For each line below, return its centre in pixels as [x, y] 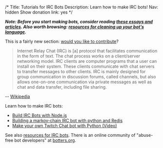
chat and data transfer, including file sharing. [62, 87]
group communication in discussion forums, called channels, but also [86, 77]
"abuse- [145, 135]
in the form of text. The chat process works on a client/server [78, 56]
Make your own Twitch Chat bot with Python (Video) [64, 126]
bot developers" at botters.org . [45, 140]
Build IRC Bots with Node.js [39, 115]
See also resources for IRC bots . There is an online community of [70, 135]
